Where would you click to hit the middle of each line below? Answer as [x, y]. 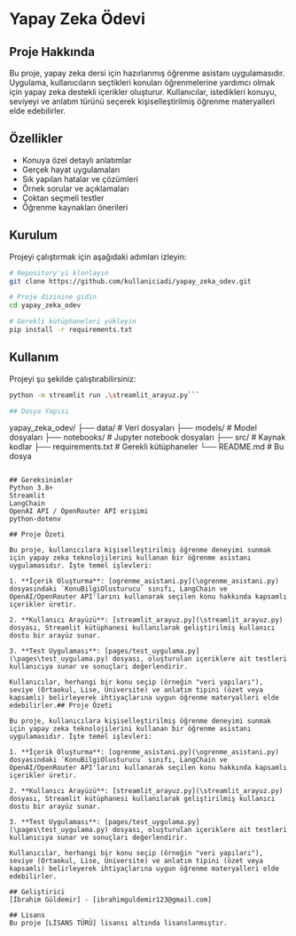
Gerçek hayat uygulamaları [71, 170]
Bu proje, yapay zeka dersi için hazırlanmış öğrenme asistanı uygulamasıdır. [147, 73]
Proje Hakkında [52, 52]
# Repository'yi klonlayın [59, 273]
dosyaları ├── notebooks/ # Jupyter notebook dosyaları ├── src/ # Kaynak [148, 437]
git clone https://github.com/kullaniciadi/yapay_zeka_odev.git [130, 281]
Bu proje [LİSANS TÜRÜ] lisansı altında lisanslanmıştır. [118, 924]
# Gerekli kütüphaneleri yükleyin [73, 321]
